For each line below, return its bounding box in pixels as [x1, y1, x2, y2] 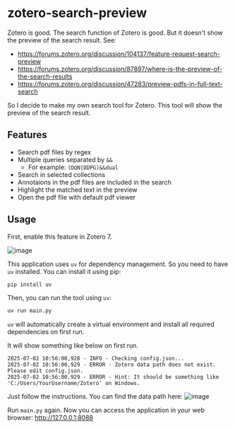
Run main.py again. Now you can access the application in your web [7, 406, 205, 415]
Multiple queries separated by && [17, 155, 113, 164]
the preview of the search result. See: [7, 35, 116, 44]
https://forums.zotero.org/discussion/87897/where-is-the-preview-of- [17, 64, 223, 73]
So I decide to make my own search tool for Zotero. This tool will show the [7, 101, 223, 109]
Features [7, 129, 47, 141]
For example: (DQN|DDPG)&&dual [28, 163, 119, 171]
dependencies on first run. [7, 328, 85, 336]
